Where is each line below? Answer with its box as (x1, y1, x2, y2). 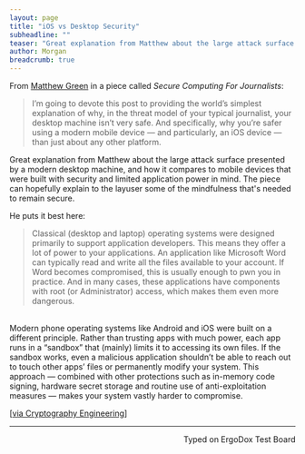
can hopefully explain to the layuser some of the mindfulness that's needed (9, 183, 292, 193)
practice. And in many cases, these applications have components (31, 276, 280, 287)
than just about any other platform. (31, 137, 162, 147)
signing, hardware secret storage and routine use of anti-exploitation (9, 380, 267, 391)
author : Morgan (9, 47, 67, 56)
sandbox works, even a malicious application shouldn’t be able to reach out (9, 351, 291, 362)
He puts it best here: (9, 211, 86, 221)
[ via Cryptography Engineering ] (9, 408, 128, 419)
